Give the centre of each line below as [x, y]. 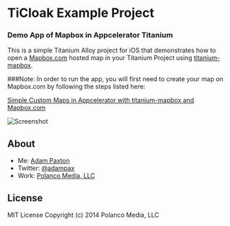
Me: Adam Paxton [44, 161]
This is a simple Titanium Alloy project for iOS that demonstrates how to [112, 50]
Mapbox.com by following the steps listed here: [76, 87]
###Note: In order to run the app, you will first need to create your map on [115, 79]
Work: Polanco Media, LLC [56, 176]
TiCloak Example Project [81, 13]
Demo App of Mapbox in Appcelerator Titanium [90, 35]
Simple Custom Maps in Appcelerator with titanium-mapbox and [101, 100]
